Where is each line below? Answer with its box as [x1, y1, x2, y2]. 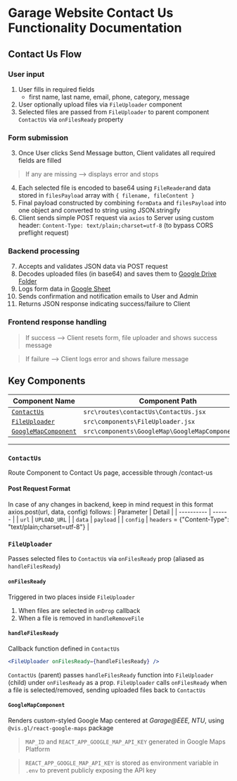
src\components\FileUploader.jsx [83, 418, 196, 425]
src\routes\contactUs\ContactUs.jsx [83, 408, 206, 416]
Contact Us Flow [8, 48, 82, 60]
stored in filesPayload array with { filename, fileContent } [18, 191, 195, 200]
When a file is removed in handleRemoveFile [18, 614, 144, 622]
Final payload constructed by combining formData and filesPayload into [18, 199, 227, 207]
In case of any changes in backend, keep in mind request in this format [8, 500, 214, 509]
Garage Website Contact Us [8, 5, 174, 21]
